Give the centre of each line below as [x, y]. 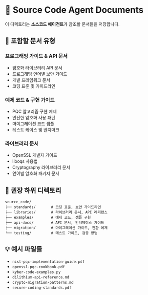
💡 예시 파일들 [24, 249]
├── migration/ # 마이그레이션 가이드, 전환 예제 [56, 228]
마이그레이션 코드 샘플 [33, 124]
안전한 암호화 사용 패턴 [34, 117]
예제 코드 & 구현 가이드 [30, 100]
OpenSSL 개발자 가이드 [35, 155]
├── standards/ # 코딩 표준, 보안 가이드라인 [53, 207]
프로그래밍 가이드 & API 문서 [36, 56]
